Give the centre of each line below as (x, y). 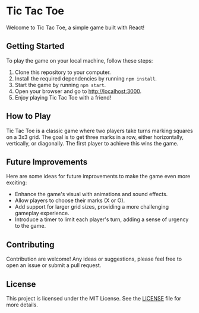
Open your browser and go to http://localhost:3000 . (78, 91)
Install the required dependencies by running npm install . (86, 78)
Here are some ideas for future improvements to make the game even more (98, 176)
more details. (22, 305)
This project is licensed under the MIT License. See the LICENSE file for (94, 298)
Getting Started (35, 46)
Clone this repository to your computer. (63, 72)
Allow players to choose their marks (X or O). (70, 200)
